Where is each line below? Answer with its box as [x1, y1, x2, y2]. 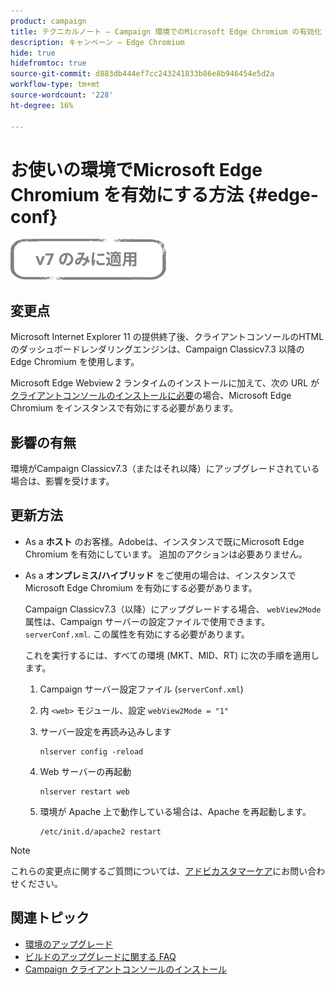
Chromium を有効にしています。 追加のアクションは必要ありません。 [24, 548, 308, 560]
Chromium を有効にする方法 [10, 183, 245, 206]
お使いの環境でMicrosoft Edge [10, 158, 263, 181]
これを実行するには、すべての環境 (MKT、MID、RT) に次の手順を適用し [24, 649, 320, 661]
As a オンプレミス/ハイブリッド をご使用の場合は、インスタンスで [24, 569, 297, 581]
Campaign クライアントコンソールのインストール [24, 963, 228, 975]
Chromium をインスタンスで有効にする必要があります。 [10, 402, 239, 414]
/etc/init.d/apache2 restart [39, 826, 162, 837]
